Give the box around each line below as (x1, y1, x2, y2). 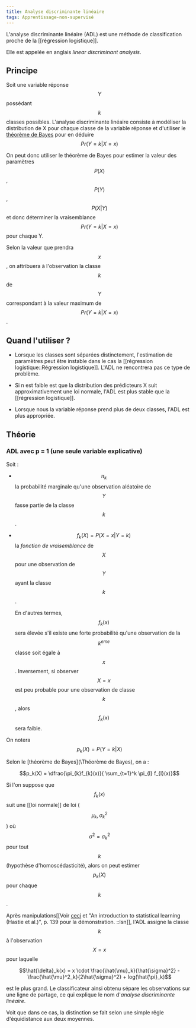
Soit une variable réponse (6, 81, 69, 89)
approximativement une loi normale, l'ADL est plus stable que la (14, 388, 170, 395)
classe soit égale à (14, 649, 60, 656)
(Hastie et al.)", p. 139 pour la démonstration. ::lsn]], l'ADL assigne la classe (6, 918, 189, 925)
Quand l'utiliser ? (6, 335, 71, 345)
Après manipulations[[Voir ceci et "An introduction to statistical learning (6, 912, 181, 919)
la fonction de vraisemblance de (14, 542, 94, 550)
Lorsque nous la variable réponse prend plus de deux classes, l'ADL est (14, 406, 189, 413)
